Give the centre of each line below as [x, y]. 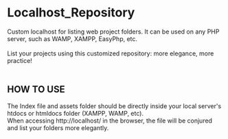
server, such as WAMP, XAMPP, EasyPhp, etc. [72, 38]
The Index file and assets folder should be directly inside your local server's [114, 106]
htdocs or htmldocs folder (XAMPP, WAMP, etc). [76, 113]
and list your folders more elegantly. [58, 127]
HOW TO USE [36, 89]
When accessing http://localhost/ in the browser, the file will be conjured [110, 121]
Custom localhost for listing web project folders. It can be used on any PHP [113, 31]
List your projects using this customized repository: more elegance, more [111, 53]
